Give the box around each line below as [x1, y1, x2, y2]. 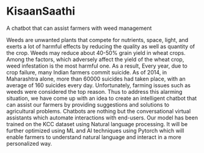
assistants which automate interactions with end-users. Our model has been [6, 114, 199, 121]
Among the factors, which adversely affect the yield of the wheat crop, [6, 55, 184, 63]
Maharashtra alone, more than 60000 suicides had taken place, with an [6, 75, 186, 82]
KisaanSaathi [6, 4, 75, 18]
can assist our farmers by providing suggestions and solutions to [6, 101, 170, 108]
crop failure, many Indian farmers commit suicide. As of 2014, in [6, 68, 167, 76]
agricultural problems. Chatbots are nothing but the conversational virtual [6, 107, 191, 115]
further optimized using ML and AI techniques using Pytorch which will [6, 127, 184, 134]
